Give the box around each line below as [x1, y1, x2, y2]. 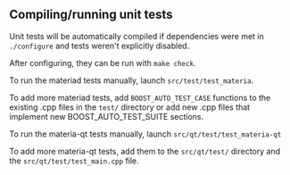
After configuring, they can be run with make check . [9, 57, 196, 68]
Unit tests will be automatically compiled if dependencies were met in [9, 30, 265, 41]
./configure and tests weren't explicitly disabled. [9, 40, 190, 51]
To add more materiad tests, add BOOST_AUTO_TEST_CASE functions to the [9, 92, 271, 103]
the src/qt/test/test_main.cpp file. [9, 155, 140, 166]
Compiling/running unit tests [9, 7, 173, 22]
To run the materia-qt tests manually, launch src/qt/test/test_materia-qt [9, 129, 282, 139]
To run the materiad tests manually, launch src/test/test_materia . [9, 75, 254, 86]
